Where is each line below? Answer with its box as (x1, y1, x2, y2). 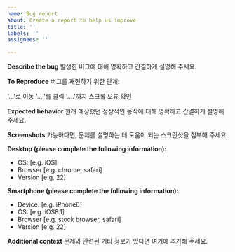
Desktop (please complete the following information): (7, 145, 167, 153)
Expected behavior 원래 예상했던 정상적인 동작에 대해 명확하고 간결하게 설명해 (7, 107, 224, 115)
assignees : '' (7, 36, 49, 43)
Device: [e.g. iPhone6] (17, 200, 83, 209)
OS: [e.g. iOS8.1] (17, 208, 65, 216)
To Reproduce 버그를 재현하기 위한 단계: (7, 78, 120, 86)
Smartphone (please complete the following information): (7, 187, 179, 195)
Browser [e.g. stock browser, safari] (17, 215, 121, 224)
